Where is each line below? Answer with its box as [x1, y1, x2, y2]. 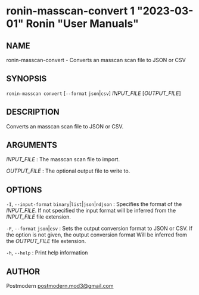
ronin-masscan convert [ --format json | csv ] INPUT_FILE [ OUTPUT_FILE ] [6, 90, 181, 97]
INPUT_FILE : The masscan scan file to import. [6, 156, 120, 163]
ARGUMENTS [6, 140, 58, 150]
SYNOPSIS [6, 73, 47, 84]
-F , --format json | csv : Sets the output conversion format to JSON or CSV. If [6, 225, 192, 232]
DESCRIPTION [6, 107, 60, 117]
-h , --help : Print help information [6, 249, 88, 256]
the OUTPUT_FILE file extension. [6, 238, 86, 245]
